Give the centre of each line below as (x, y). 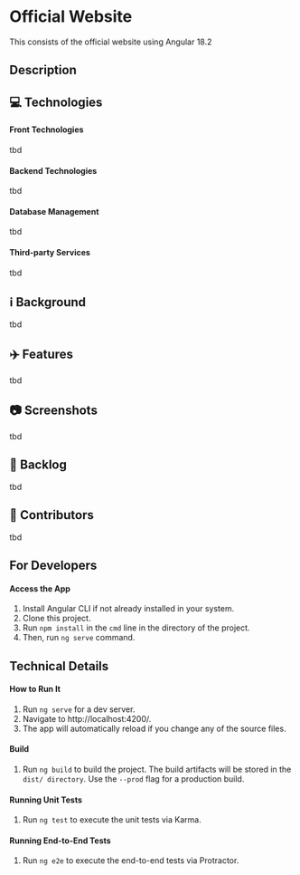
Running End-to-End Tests (60, 841)
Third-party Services (50, 252)
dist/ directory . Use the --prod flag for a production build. (133, 779)
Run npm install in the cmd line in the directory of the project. (136, 628)
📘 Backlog (38, 465)
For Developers (53, 565)
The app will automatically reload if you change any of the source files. (154, 728)
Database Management (54, 211)
